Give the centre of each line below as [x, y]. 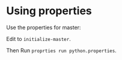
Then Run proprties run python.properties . [62, 50]
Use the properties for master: [44, 27]
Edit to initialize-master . [38, 39]
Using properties [49, 11]
